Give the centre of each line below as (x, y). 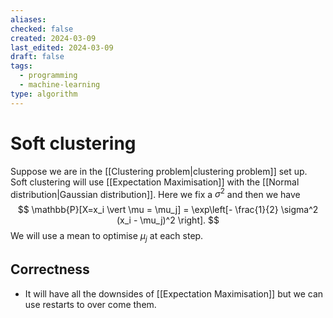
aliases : (28, 19)
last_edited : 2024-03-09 (62, 47)
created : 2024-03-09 (53, 38)
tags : (21, 66)
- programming (48, 76)
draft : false (37, 57)
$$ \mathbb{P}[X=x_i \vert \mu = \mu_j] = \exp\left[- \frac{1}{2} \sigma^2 (168, 210)
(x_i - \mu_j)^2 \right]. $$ (168, 220)
